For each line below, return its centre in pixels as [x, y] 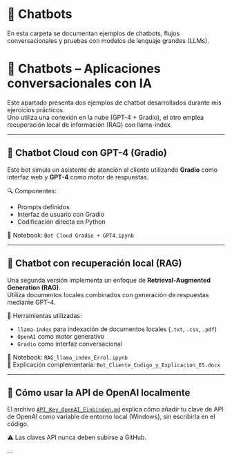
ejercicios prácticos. [36, 109]
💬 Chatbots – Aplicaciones [84, 69]
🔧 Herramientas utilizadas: [45, 315]
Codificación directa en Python [61, 222]
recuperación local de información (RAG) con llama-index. [90, 125]
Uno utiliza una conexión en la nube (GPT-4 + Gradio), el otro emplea [106, 117]
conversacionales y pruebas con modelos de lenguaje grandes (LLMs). [108, 40]
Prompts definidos [43, 206]
